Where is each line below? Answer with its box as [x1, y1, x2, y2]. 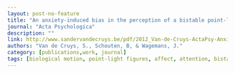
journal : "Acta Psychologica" [7, 23, 96, 30]
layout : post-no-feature [7, 10, 80, 17]
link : [7, 36, 23, 43]
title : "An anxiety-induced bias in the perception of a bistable [7, 17, 205, 24]
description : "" [7, 29, 55, 37]
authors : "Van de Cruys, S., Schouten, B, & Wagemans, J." [7, 42, 183, 49]
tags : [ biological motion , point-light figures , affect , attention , [7, 56, 211, 63]
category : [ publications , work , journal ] [7, 49, 127, 56]
